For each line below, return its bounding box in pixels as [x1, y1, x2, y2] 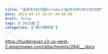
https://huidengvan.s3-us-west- [5, 38, 69, 44]
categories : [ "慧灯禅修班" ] [5, 25, 58, 30]
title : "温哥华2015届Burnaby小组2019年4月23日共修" [5, 7, 104, 12]
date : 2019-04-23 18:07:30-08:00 [5, 12, 73, 17]
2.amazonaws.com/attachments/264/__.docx [5, 44, 95, 50]
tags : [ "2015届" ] [5, 20, 40, 26]
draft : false [5, 16, 31, 21]
